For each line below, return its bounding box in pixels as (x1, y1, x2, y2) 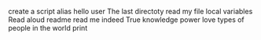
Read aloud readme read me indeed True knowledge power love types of (8, 15, 245, 24)
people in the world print (8, 24, 88, 32)
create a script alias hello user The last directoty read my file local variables (8, 7, 253, 16)
